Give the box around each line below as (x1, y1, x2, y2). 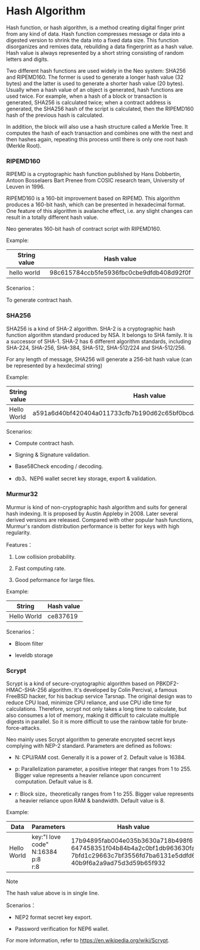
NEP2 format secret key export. (14, 914, 92, 921)
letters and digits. (6, 55, 49, 63)
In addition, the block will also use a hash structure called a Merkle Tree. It (6, 123, 189, 130)
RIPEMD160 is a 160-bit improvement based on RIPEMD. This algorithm (6, 195, 180, 202)
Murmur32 (6, 490, 38, 499)
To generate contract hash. (6, 296, 73, 304)
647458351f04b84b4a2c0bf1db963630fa (71, 844, 195, 852)
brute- (173, 718, 189, 725)
